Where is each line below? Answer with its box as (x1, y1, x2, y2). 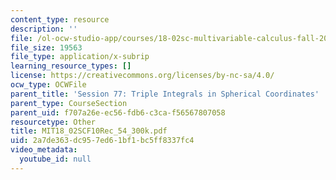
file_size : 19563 (10, 42, 83, 53)
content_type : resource (10, 14, 110, 25)
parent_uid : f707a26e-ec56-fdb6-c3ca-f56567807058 (10, 107, 226, 118)
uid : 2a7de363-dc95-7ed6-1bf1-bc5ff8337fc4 (10, 136, 195, 146)
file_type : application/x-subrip (10, 52, 150, 62)
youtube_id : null (19, 154, 92, 164)
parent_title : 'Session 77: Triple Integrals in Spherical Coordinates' (10, 89, 320, 99)
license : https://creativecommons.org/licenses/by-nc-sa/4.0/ (10, 71, 275, 81)
